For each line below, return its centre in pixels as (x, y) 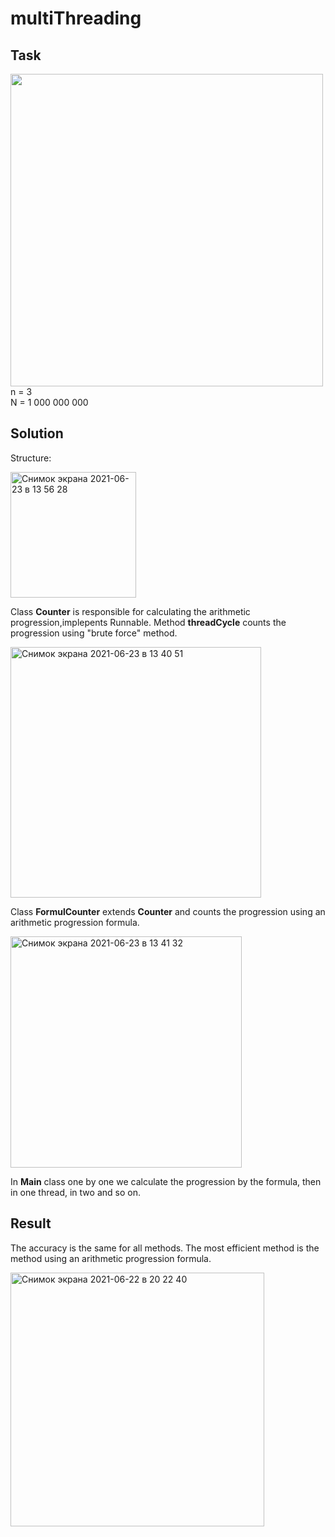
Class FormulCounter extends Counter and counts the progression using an (168, 911)
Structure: (31, 458)
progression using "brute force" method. (94, 633)
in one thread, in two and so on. (75, 1192)
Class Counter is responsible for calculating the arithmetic (130, 611)
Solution (37, 433)
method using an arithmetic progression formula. (111, 1258)
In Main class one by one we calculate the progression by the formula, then (166, 1181)
